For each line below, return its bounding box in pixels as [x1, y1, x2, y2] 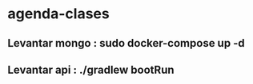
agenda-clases [7, 5, 110, 23]
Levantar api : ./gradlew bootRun [7, 63, 175, 76]
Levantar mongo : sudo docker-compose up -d [7, 36, 245, 50]
